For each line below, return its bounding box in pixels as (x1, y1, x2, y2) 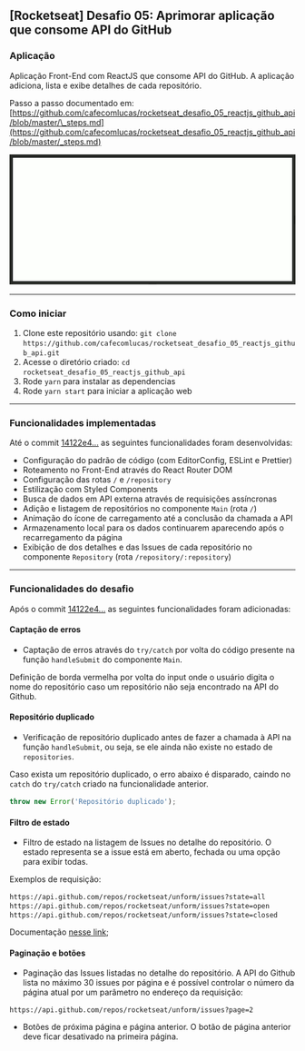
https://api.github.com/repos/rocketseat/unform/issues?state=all (9, 893, 266, 902)
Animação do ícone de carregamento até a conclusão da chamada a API (22, 513, 293, 524)
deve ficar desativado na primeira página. (22, 1031, 179, 1042)
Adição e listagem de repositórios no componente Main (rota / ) (22, 503, 257, 514)
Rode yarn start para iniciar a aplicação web (22, 386, 192, 397)
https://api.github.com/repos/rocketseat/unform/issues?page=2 (9, 1006, 254, 1015)
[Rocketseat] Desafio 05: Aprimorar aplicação (9, 8, 275, 24)
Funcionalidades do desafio (9, 582, 134, 595)
